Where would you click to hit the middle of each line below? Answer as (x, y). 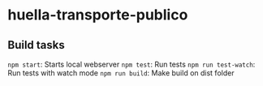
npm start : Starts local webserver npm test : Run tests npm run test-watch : (131, 64)
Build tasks (37, 45)
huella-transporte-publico (98, 15)
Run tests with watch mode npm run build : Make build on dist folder (121, 73)
